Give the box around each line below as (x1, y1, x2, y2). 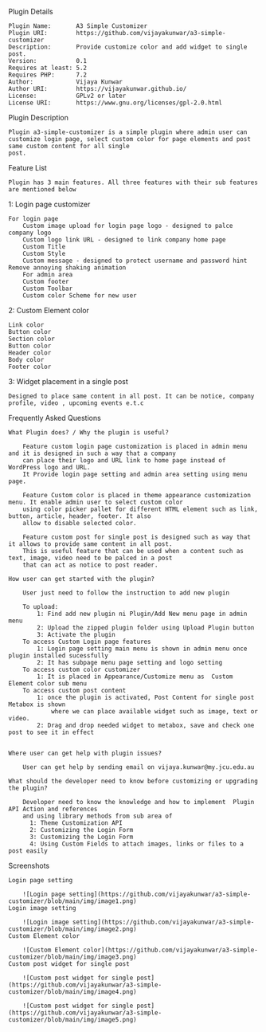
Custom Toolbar (22, 284, 73, 292)
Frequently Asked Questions (8, 414, 101, 422)
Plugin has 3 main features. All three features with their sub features (8, 179, 259, 186)
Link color (8, 321, 45, 329)
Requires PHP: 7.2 (8, 71, 88, 79)
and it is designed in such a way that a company (8, 449, 177, 457)
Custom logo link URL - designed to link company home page (22, 236, 226, 244)
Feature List (8, 163, 48, 172)
